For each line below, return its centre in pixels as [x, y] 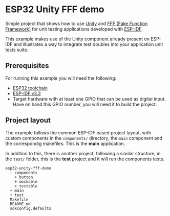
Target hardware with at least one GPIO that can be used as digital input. [89, 99]
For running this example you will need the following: [61, 78]
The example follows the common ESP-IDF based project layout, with [78, 133]
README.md [20, 204]
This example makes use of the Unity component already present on [78, 39]
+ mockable [26, 182]
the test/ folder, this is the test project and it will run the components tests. [85, 159]
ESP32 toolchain [30, 88]
